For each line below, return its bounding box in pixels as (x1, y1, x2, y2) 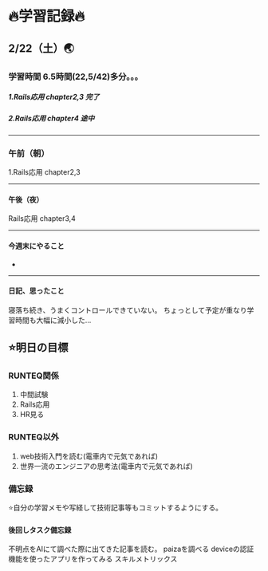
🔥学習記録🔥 (8, 7, 85, 26)
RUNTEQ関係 (8, 370, 60, 381)
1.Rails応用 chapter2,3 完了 (8, 93, 100, 102)
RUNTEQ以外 (8, 431, 60, 443)
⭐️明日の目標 (8, 341, 69, 355)
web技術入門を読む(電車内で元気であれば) (19, 451, 158, 461)
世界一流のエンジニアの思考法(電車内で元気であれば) (19, 461, 193, 471)
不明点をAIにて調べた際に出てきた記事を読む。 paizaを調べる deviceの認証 (8, 544, 254, 554)
